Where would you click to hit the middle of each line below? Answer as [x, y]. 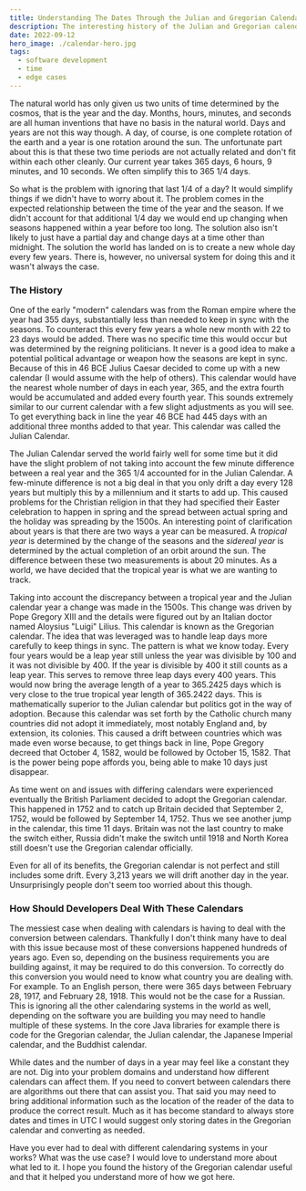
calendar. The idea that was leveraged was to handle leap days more [138, 636]
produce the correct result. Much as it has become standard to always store [152, 1111]
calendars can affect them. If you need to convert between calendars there [150, 1081]
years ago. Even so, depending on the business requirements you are [140, 957]
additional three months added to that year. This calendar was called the [145, 426]
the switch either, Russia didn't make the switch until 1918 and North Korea [149, 838]
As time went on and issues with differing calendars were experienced [141, 789]
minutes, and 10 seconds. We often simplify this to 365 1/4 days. [130, 171]
